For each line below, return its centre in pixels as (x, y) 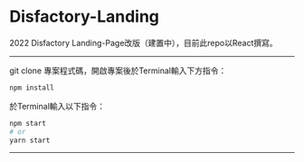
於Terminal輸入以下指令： (57, 106)
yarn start (30, 140)
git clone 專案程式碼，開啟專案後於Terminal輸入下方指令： (118, 71)
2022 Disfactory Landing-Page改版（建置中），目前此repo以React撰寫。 (143, 43)
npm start (28, 123)
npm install (32, 88)
